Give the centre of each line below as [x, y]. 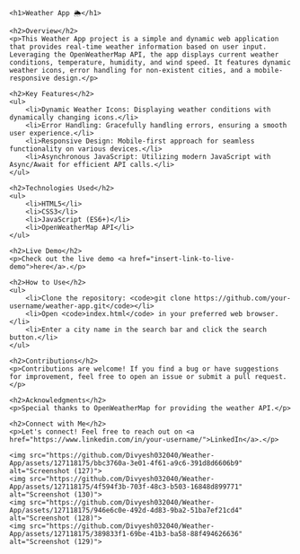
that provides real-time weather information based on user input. [138, 47]
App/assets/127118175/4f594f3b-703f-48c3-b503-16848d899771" [126, 487]
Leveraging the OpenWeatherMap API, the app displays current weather [144, 55]
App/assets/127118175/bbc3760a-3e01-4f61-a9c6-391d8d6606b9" [126, 463]
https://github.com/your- [243, 298]
